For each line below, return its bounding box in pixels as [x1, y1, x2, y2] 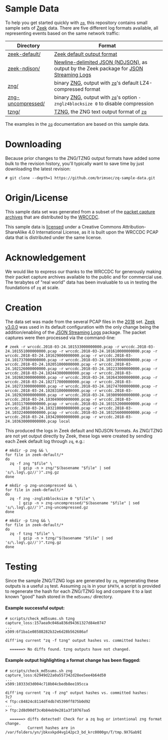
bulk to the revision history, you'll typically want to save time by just [5, 160, 144, 166]
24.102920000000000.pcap [5, 392, 57, 397]
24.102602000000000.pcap [5, 375, 57, 380]
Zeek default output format [54, 51, 117, 58]
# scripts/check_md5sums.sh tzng [5, 616, 75, 621]
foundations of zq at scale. [5, 284, 60, 291]
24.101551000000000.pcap [5, 349, 57, 354]
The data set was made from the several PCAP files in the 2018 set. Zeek [5, 319, 155, 325]
